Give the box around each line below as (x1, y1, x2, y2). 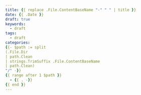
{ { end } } (5, 82, 26, 87)
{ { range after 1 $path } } (5, 73, 62, 78)
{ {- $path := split (5, 45, 46, 50)
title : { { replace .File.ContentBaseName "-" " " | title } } (5, 7, 136, 13)
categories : (5, 40, 30, 45)
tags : (5, 31, 17, 36)
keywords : (5, 21, 26, 27)
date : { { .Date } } (5, 12, 44, 17)
